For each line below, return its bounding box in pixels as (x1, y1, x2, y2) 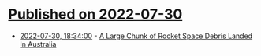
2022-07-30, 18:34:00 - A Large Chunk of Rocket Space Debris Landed (19, 31, 253, 40)
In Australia (19, 39, 57, 48)
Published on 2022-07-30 (8, 5, 183, 23)
